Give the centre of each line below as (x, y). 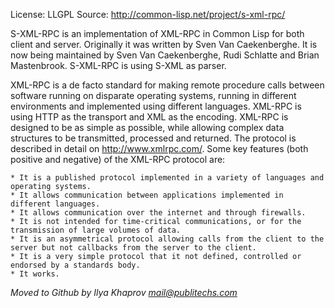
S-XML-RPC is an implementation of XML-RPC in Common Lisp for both (157, 33)
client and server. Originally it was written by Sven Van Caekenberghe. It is (164, 44)
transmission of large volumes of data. (96, 230)
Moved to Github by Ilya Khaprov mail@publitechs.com (124, 292)
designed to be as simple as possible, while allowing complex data (147, 127)
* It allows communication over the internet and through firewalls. (158, 213)
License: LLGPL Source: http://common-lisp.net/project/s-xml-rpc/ (148, 14)
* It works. (35, 274)
